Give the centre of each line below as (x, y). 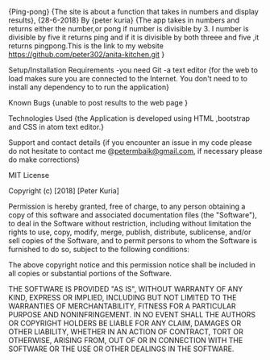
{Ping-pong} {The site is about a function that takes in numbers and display (134, 12)
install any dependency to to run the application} (89, 87)
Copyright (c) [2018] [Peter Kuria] (64, 191)
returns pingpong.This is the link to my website (86, 46)
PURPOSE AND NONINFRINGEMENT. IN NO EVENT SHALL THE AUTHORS (132, 314)
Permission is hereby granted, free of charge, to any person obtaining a (127, 206)
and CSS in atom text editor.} (56, 127)
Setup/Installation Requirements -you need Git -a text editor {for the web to (133, 70)
